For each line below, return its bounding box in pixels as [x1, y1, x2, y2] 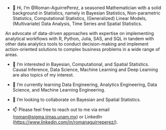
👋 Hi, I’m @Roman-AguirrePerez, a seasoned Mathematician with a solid [12, 5, 161, 10]
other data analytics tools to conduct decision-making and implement [5, 41, 149, 47]
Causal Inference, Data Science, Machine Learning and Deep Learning [12, 66, 158, 72]
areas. [5, 51, 19, 57]
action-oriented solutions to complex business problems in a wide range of [5, 46, 160, 52]
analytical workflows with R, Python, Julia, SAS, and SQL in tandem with [5, 35, 154, 41]
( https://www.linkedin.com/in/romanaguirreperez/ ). [12, 119, 118, 125]
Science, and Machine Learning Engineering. [12, 87, 105, 92]
